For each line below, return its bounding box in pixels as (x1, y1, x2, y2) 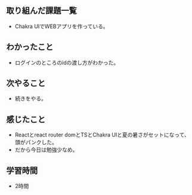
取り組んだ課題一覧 (6, 5, 77, 16)
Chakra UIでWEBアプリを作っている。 (14, 23, 109, 30)
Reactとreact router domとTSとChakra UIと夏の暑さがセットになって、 (14, 131, 190, 139)
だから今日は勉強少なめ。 (14, 146, 78, 154)
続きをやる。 (14, 95, 47, 102)
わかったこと (6, 42, 54, 52)
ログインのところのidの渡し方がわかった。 (14, 59, 119, 66)
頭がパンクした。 (14, 139, 58, 146)
